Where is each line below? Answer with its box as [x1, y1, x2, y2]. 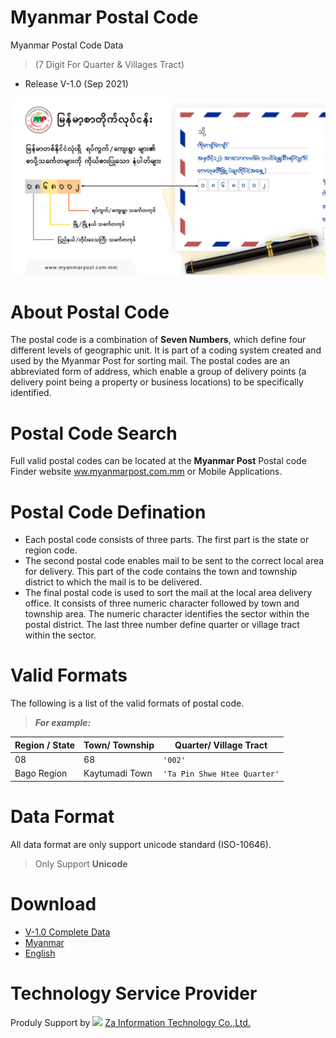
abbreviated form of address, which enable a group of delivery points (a [10, 366, 307, 378]
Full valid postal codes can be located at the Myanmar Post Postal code [10, 455, 307, 467]
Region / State [14, 739, 76, 751]
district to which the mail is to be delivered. [24, 576, 203, 588]
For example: [34, 717, 92, 729]
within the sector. [24, 629, 97, 641]
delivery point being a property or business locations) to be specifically [10, 376, 304, 388]
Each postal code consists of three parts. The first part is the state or [24, 534, 310, 546]
